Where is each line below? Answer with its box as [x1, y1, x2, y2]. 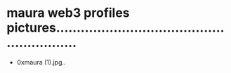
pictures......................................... [6, 20, 225, 36]
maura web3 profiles [6, 5, 131, 21]
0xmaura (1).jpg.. [16, 58, 66, 66]
